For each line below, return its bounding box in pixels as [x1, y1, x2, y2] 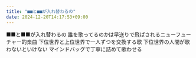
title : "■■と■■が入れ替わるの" [6, 8, 76, 15]
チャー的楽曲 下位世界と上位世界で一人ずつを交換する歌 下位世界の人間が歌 [6, 38, 190, 45]
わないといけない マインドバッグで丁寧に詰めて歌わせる [6, 45, 142, 53]
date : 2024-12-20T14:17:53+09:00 [6, 14, 89, 20]
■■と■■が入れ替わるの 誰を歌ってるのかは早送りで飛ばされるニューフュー [6, 30, 192, 38]
